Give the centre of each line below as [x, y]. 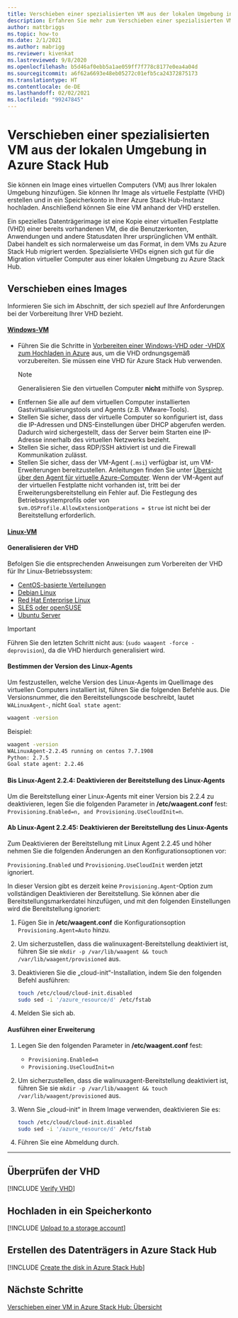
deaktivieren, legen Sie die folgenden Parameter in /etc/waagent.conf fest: [118, 804]
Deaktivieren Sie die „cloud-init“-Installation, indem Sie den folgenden [119, 972]
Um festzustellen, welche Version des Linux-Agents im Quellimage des [110, 682]
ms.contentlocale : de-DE [44, 87]
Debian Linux [37, 592]
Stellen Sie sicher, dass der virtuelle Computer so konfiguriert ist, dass [120, 417]
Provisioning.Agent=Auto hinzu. [64, 930]
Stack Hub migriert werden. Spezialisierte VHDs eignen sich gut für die [111, 251]
